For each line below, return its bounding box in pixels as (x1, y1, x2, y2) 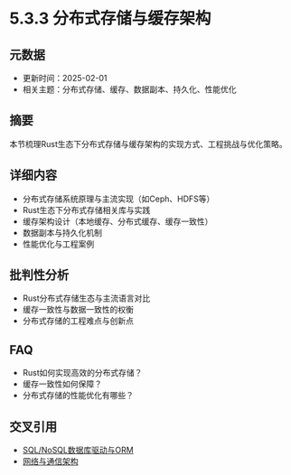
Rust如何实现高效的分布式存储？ (22, 368, 143, 378)
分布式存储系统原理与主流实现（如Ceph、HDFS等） (22, 193, 215, 204)
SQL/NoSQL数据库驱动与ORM (22, 444, 134, 456)
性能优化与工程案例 (22, 238, 95, 249)
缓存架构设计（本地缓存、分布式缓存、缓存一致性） (22, 216, 213, 227)
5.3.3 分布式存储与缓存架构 (9, 8, 211, 29)
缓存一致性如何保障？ (22, 378, 102, 389)
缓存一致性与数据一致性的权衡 (22, 304, 134, 315)
